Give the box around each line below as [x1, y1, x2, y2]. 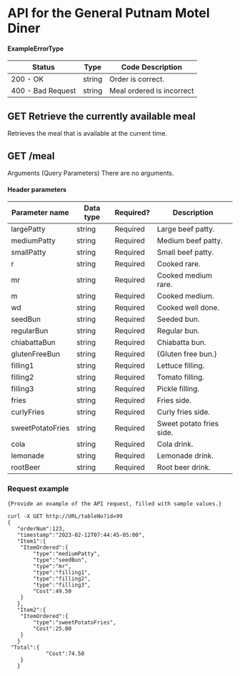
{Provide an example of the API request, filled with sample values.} [7, 500, 222, 508]
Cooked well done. [156, 303, 220, 313]
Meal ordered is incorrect [109, 86, 194, 96]
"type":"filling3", [33, 581, 91, 588]
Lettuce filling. [156, 360, 205, 370]
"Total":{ [10, 644, 40, 651]
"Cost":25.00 [33, 625, 72, 632]
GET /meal [7, 150, 55, 162]
